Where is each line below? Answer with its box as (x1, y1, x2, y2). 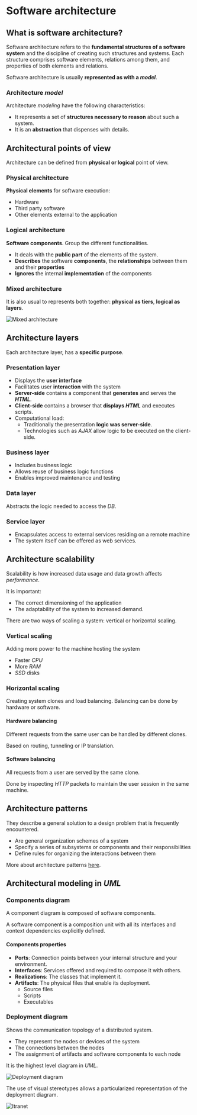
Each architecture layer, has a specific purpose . (6, 348, 124, 356)
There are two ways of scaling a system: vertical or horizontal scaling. (6, 617, 177, 624)
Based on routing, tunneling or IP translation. (6, 742, 115, 749)
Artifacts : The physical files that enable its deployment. (14, 979, 151, 987)
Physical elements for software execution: (6, 187, 111, 194)
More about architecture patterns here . (6, 861, 101, 868)
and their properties (14, 264, 65, 271)
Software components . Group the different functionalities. (6, 239, 149, 246)
